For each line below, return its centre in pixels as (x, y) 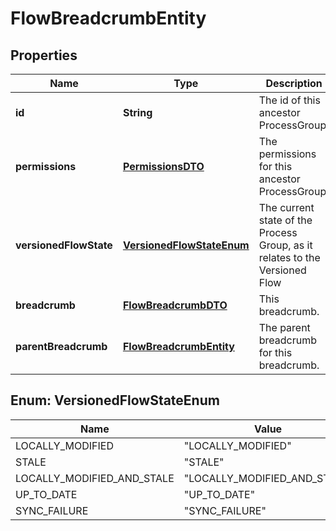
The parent (284, 327)
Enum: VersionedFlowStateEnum (115, 400)
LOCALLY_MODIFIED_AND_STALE (95, 478)
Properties (44, 55)
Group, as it (285, 245)
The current (286, 207)
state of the (285, 220)
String (137, 112)
